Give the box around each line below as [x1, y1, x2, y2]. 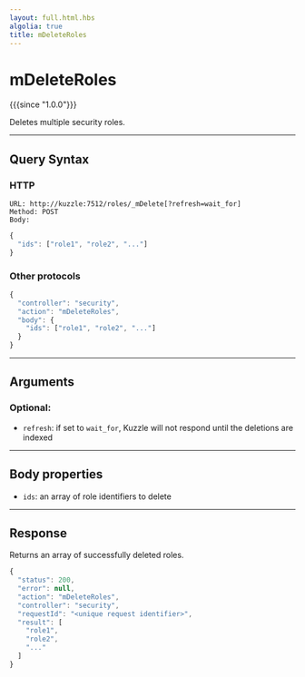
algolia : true [9, 22, 64, 31]
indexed [22, 432, 53, 443]
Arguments [9, 374, 75, 390]
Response [9, 525, 68, 541]
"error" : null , [17, 584, 75, 594]
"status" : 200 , [17, 575, 75, 585]
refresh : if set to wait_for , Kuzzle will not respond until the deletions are [22, 422, 293, 433]
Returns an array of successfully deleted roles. [9, 550, 184, 561]
